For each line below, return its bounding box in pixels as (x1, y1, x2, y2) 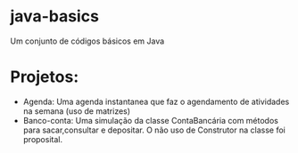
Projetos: (10, 67, 79, 87)
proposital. (22, 133, 63, 144)
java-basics (10, 6, 99, 27)
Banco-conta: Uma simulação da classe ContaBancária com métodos (22, 115, 279, 125)
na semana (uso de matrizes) (22, 105, 131, 117)
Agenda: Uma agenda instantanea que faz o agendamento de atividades (22, 96, 290, 107)
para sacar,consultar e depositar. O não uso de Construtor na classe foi (22, 125, 286, 135)
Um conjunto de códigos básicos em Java (10, 36, 165, 46)
